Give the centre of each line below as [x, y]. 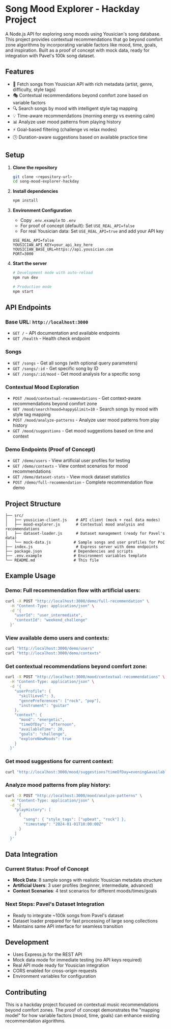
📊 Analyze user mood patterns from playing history [67, 122]
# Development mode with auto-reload [53, 273]
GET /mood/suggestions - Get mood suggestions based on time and [83, 430]
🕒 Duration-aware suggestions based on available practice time [80, 137]
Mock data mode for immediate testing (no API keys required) [77, 960]
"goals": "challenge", [43, 734]
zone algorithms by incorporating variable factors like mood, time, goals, [81, 44]
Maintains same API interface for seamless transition [68, 926]
